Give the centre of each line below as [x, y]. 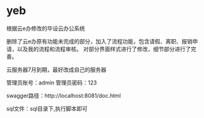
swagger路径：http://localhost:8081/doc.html [64, 95]
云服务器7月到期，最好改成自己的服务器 [56, 69]
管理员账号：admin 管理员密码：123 [52, 83]
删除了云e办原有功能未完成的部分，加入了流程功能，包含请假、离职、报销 [100, 41]
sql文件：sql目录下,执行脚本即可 [47, 108]
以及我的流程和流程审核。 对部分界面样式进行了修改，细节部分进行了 [104, 49]
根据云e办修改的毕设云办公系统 [46, 28]
